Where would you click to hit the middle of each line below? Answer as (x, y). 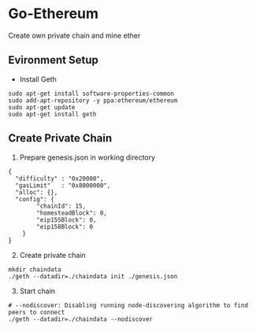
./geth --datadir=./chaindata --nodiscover (81, 319)
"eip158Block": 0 (65, 226)
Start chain (37, 291)
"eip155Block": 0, (67, 220)
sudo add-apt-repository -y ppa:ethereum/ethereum (93, 100)
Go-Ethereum (54, 14)
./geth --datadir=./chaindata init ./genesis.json (93, 276)
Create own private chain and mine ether (74, 35)
